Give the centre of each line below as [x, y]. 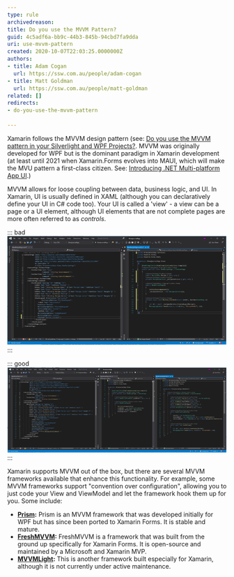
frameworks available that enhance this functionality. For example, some [111, 479]
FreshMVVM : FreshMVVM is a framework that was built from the [111, 537]
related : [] [24, 96]
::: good [18, 364]
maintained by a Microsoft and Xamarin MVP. [82, 551]
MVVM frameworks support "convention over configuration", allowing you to [117, 486]
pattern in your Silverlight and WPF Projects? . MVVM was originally [103, 146]
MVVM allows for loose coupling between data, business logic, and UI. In [112, 189]
